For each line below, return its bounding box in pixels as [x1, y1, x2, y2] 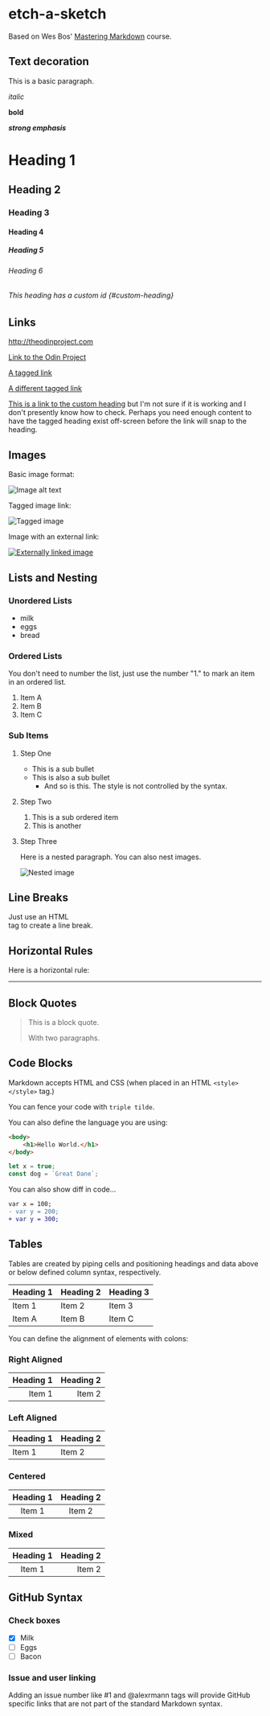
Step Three [19, 836, 58, 846]
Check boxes [8, 1615, 61, 1626]
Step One [19, 748, 52, 758]
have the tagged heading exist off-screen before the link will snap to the [8, 416, 247, 426]
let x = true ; [8, 1163, 56, 1171]
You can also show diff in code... [8, 1184, 117, 1195]
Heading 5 [8, 245, 44, 255]
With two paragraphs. [27, 1033, 100, 1043]
